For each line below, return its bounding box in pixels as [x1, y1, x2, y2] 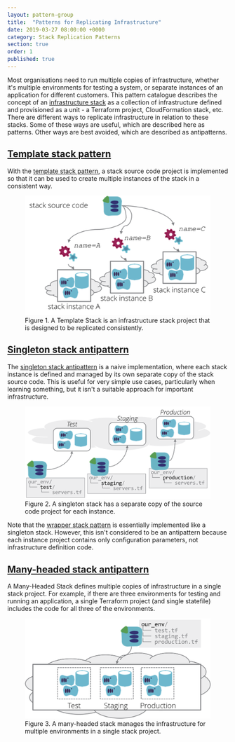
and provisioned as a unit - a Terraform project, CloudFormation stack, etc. [7, 105, 224, 114]
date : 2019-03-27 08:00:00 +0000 [7, 26, 105, 33]
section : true [7, 41, 49, 48]
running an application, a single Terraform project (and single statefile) [7, 596, 211, 605]
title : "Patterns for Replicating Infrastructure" [7, 18, 161, 26]
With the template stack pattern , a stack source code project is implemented [7, 167, 229, 175]
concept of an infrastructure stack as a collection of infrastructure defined [7, 98, 222, 107]
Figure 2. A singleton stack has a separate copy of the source [25, 500, 203, 508]
